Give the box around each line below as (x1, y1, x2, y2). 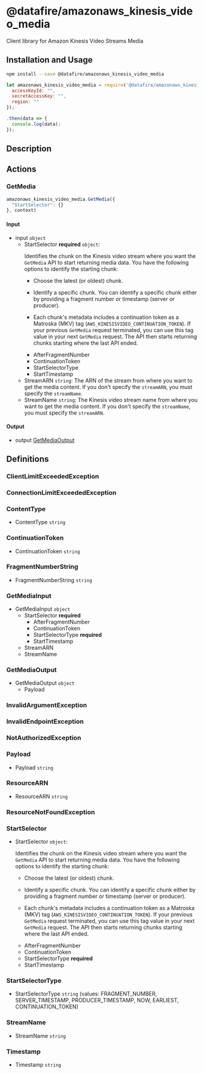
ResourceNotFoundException (6, 807, 95, 816)
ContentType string (15, 518, 66, 526)
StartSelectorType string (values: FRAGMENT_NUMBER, (15, 990, 157, 998)
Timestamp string (15, 1061, 62, 1068)
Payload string (15, 764, 53, 771)
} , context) (6, 208, 36, 214)
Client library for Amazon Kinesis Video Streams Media (6, 37, 144, 44)
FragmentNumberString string (15, 576, 92, 583)
